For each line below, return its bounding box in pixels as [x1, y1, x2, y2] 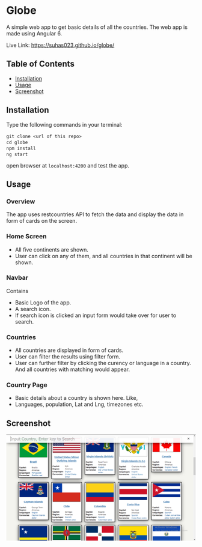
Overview [6, 197, 35, 205]
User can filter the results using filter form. [14, 353, 121, 360]
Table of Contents [6, 59, 75, 69]
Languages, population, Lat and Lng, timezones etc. [14, 400, 144, 408]
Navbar [6, 274, 29, 282]
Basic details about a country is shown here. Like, [14, 394, 138, 402]
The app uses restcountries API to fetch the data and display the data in [6, 211, 184, 218]
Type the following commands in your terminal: [6, 121, 123, 128]
